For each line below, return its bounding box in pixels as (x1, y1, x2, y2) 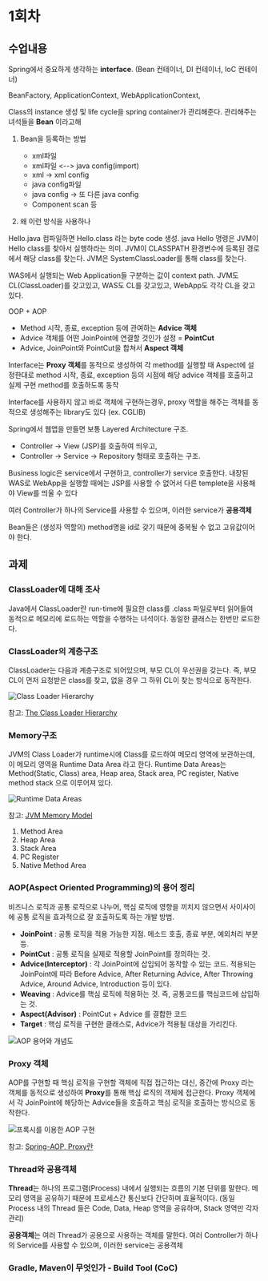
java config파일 (31, 179, 82, 189)
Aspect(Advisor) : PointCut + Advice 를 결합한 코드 (19, 1009, 187, 1018)
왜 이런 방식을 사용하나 (19, 217, 91, 226)
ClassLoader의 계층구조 (8, 645, 98, 657)
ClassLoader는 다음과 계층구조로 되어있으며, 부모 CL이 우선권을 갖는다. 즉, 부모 (8, 665, 258, 675)
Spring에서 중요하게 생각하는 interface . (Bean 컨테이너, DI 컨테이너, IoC (8, 65, 237, 74)
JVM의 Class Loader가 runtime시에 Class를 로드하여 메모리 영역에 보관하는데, (8, 749, 255, 759)
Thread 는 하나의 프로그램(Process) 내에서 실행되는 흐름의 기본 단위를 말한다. (8, 1183, 250, 1193)
